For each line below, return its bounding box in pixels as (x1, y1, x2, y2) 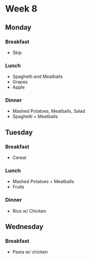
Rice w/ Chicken (12, 208, 46, 214)
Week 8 (5, 3, 37, 15)
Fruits (12, 184, 24, 190)
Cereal (12, 154, 26, 161)
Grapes (12, 79, 28, 85)
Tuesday (5, 128, 33, 136)
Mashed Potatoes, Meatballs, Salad (12, 108, 85, 114)
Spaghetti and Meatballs (12, 73, 63, 79)
